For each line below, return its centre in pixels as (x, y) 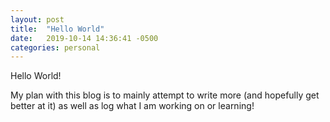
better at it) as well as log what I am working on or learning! (132, 106)
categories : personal (55, 47)
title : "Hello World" (57, 29)
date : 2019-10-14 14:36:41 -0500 (84, 38)
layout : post (37, 19)
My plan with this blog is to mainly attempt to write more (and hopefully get (165, 95)
